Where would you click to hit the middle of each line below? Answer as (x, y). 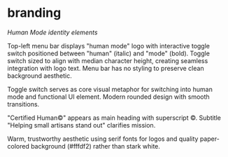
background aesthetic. (40, 76)
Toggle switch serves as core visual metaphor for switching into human (110, 89)
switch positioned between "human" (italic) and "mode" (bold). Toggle (108, 53)
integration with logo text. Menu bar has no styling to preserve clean (106, 68)
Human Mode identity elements (52, 32)
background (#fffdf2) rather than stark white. (95, 146)
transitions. (23, 104)
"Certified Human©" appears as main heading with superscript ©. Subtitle (114, 118)
